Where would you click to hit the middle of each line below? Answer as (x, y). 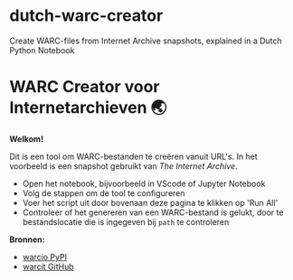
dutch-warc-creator (86, 16)
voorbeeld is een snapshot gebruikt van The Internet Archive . (123, 166)
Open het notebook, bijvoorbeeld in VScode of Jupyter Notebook (144, 183)
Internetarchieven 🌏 (88, 108)
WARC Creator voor (85, 87)
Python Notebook (42, 50)
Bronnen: (27, 239)
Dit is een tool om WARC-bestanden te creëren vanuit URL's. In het (133, 156)
